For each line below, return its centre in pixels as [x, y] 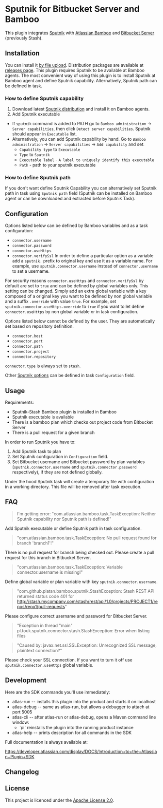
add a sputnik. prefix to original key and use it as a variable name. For [82, 261]
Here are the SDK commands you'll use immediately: [57, 692]
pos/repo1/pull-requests [41, 606]
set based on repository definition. [40, 326]
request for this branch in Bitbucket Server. [48, 557]
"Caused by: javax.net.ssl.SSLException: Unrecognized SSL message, [87, 645]
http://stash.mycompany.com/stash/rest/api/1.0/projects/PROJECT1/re [87, 601]
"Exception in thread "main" [45, 625]
